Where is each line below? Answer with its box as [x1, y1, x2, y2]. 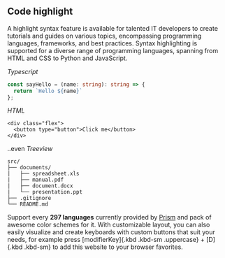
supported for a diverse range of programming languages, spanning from [7, 46, 219, 55]
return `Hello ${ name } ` [13, 87, 82, 94]
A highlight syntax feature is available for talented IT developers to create [7, 24, 219, 32]
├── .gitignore [7, 195, 52, 202]
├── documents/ [7, 164, 52, 171]
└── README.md [7, 201, 49, 208]
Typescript [7, 67, 38, 76]
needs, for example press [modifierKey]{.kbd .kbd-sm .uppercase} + [7, 236, 205, 244]
